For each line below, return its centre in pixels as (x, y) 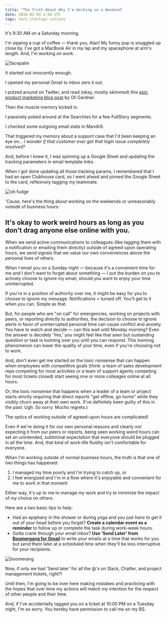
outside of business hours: (32, 207)
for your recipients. (32, 549)
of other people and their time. (37, 594)
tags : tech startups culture (35, 19)
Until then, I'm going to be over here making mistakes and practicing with (80, 584)
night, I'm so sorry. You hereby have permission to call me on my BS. (76, 609)
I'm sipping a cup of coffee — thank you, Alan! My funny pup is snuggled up (83, 43)
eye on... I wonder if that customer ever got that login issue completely (78, 142)
